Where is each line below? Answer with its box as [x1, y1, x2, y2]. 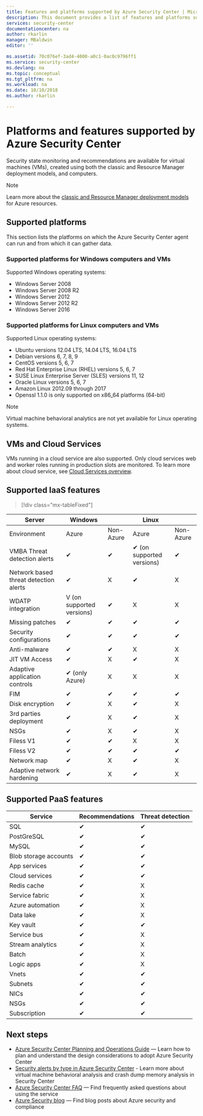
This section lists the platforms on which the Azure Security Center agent [6, 233, 188, 241]
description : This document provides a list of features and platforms [6, 15, 190, 21]
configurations [9, 635, 51, 644]
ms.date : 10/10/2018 [6, 87, 59, 94]
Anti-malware [9, 645, 50, 654]
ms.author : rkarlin [6, 93, 56, 99]
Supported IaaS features [6, 485, 101, 496]
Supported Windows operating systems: [6, 268, 107, 276]
